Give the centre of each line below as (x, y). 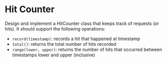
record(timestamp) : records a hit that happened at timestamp (76, 39)
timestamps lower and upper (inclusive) (53, 55)
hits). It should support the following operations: (55, 28)
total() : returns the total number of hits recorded (64, 44)
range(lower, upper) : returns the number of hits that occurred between (87, 49)
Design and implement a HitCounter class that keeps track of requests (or (82, 23)
